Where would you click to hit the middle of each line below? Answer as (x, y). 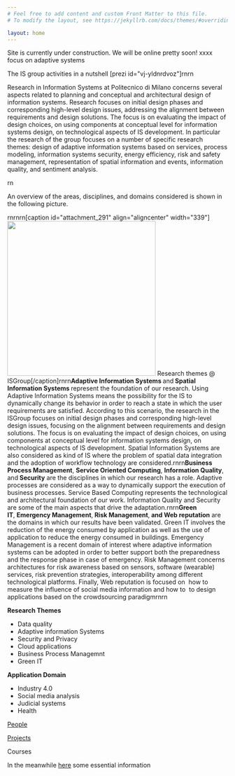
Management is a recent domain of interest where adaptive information (109, 545)
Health (27, 711)
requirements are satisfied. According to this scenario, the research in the (113, 411)
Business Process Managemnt (61, 654)
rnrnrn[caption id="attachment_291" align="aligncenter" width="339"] (108, 217)
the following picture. (38, 204)
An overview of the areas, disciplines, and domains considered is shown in (115, 196)
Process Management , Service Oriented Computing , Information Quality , (115, 470)
